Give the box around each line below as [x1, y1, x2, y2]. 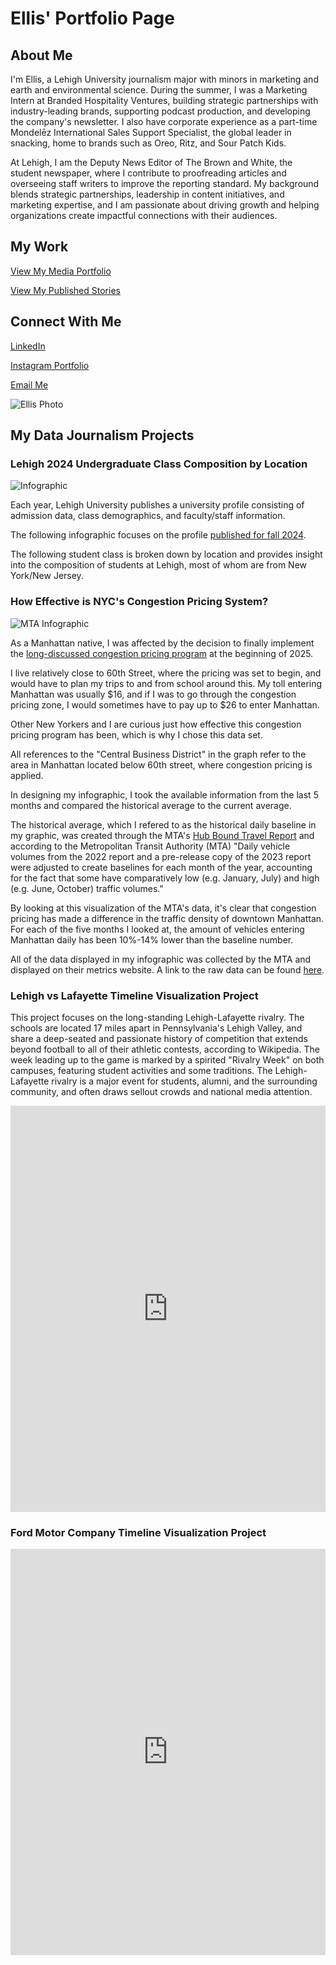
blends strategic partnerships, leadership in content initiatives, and [10, 188, 285, 200]
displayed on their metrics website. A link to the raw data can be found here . [10, 963, 325, 976]
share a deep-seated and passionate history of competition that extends [10, 1032, 308, 1044]
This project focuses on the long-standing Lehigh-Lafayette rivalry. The [10, 1011, 305, 1023]
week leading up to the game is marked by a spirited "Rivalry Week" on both [10, 1053, 325, 1066]
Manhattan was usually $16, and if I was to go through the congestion [10, 688, 297, 700]
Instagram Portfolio [10, 359, 90, 371]
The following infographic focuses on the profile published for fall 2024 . [10, 529, 307, 541]
